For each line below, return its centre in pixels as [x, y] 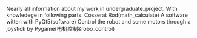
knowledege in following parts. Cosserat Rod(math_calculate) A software [97, 15]
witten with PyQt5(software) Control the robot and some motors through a [98, 21]
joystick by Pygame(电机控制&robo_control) [61, 29]
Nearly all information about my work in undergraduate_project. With [92, 9]
